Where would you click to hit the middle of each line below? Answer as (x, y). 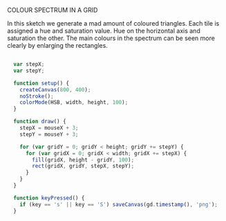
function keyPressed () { (49, 198)
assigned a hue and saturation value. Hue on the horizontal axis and (104, 31)
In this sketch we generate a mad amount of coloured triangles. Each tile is (113, 23)
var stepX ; (29, 64)
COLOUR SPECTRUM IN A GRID (53, 10)
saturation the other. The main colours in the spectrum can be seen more (111, 38)
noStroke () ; (37, 96)
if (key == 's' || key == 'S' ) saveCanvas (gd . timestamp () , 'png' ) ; (119, 204)
